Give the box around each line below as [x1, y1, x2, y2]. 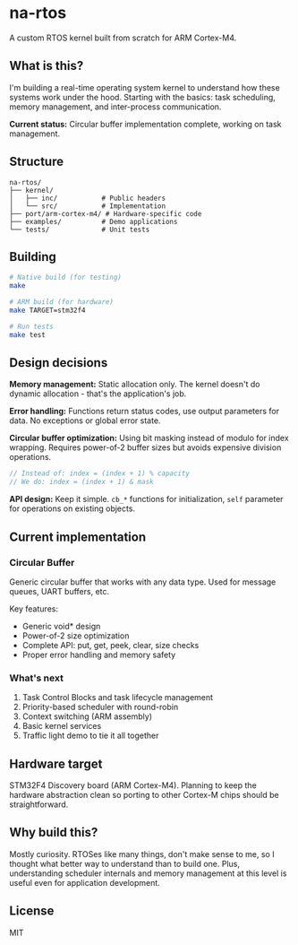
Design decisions [9, 355, 108, 370]
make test [9, 330, 47, 339]
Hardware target [9, 756, 103, 771]
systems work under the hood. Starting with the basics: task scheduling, [9, 91, 276, 102]
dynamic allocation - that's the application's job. [9, 388, 187, 399]
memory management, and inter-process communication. [9, 101, 222, 112]
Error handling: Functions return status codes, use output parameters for [9, 406, 280, 417]
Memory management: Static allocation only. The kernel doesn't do [9, 379, 260, 390]
